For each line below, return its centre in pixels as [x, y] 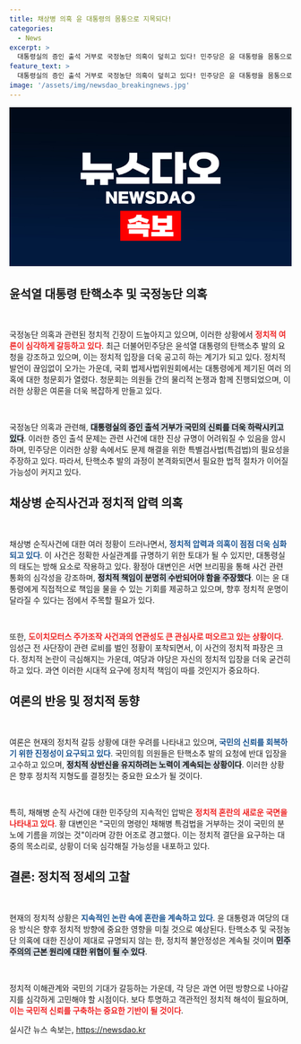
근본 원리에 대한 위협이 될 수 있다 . [90, 951]
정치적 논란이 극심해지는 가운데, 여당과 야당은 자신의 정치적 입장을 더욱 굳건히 [156, 659]
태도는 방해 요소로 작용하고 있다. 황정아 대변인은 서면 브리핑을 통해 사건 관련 [151, 566]
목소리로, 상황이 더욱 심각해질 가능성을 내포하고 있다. [118, 845]
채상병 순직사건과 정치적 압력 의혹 [96, 503]
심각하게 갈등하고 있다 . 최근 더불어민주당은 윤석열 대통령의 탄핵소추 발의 [150, 346]
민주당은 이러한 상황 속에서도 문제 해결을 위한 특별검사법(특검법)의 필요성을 [159, 450]
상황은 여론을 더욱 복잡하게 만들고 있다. [94, 391]
